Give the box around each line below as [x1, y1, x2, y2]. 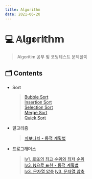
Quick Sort [24, 115, 46, 121]
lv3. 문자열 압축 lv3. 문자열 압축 [24, 169, 85, 175]
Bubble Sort [24, 94, 49, 100]
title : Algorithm [5, 7, 41, 12]
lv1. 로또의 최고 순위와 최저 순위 [24, 156, 85, 162]
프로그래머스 [12, 146, 37, 152]
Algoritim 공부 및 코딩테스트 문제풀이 [17, 54, 88, 60]
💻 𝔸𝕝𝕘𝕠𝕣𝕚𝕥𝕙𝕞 [5, 34, 64, 45]
